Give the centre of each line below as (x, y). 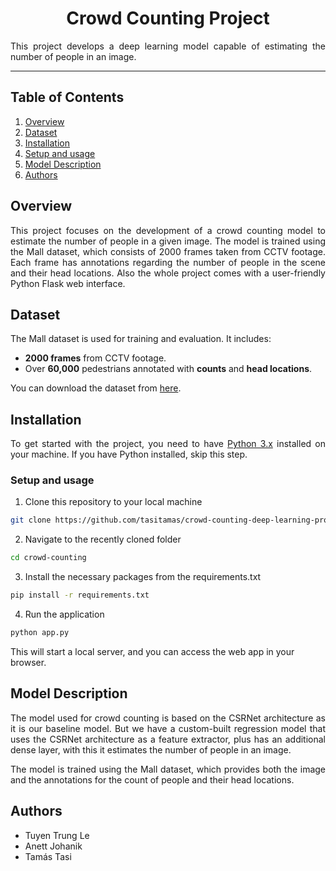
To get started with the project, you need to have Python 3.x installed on (168, 444)
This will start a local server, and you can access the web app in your (152, 651)
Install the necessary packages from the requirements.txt (143, 577)
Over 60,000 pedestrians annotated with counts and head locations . (168, 369)
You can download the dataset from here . (96, 388)
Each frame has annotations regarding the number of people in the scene (168, 262)
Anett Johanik (53, 846)
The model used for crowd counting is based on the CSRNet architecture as (168, 718)
